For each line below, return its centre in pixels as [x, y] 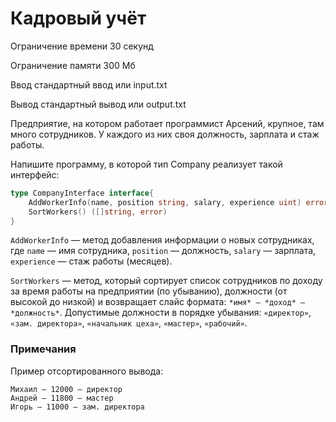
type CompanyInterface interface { [82, 193]
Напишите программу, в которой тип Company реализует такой [146, 164]
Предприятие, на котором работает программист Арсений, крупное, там [167, 123]
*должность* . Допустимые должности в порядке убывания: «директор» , [161, 313]
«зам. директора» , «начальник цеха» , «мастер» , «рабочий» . [129, 323]
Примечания [43, 349]
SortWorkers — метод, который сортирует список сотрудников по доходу [166, 281]
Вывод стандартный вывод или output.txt [98, 104]
